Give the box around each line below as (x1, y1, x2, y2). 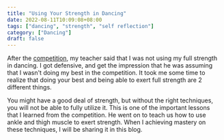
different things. (7, 83, 53, 92)
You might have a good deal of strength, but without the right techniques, (7, 96, 214, 104)
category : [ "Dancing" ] (7, 29, 72, 36)
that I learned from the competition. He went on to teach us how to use (7, 111, 206, 120)
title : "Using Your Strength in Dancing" (7, 10, 127, 17)
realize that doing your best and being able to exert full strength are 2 (7, 76, 203, 84)
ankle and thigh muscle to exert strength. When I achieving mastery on (7, 118, 206, 126)
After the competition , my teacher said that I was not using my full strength (7, 54, 217, 62)
